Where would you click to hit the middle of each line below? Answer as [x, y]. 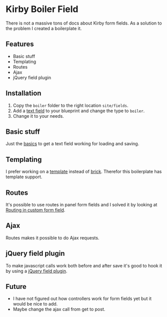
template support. [24, 177]
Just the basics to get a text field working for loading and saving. [72, 144]
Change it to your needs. [38, 116]
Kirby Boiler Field [42, 9]
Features [20, 44]
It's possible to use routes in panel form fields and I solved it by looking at [81, 205]
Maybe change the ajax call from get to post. [59, 309]
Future [16, 287]
